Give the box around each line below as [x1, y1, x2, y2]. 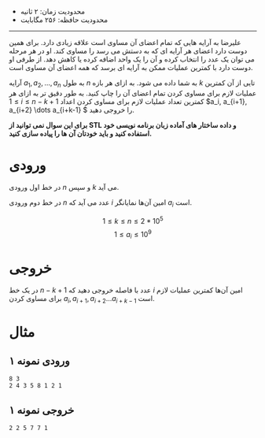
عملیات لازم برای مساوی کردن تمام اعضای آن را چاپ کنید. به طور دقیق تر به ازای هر [9, 88, 257, 98]
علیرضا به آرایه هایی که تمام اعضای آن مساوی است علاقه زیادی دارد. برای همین [9, 38, 241, 46]
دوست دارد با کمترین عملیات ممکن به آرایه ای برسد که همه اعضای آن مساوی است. [9, 63, 254, 72]
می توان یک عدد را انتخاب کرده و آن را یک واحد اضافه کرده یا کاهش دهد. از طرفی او [9, 54, 255, 64]
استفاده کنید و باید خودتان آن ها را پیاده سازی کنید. [9, 128, 153, 138]
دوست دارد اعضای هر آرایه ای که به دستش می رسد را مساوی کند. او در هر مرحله [9, 46, 248, 55]
